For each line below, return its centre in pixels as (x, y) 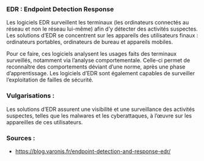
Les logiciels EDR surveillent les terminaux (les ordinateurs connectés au (98, 23)
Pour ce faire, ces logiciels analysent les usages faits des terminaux (92, 54)
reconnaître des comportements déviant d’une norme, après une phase (96, 67)
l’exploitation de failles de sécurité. (50, 80)
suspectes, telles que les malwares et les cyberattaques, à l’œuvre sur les (99, 116)
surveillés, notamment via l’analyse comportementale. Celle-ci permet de (98, 61)
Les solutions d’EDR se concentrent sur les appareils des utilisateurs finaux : (102, 36)
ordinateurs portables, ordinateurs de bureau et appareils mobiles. (89, 42)
